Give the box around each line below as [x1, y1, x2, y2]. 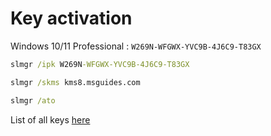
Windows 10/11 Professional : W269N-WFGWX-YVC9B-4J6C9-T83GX [10, 40, 262, 52]
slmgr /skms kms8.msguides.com [10, 77, 141, 87]
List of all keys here [10, 113, 91, 126]
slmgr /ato [10, 95, 56, 106]
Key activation [10, 7, 133, 30]
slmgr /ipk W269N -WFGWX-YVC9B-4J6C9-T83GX [10, 59, 190, 69]
